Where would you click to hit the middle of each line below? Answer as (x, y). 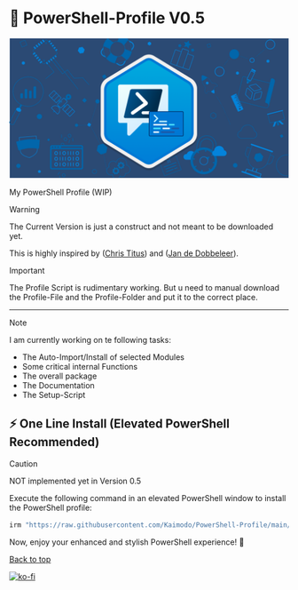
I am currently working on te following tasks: (90, 339)
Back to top (30, 559)
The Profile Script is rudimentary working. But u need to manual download (145, 287)
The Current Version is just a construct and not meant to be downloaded (141, 227)
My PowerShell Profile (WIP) (61, 192)
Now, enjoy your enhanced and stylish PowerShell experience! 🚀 (127, 542)
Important (27, 270)
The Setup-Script (54, 395)
